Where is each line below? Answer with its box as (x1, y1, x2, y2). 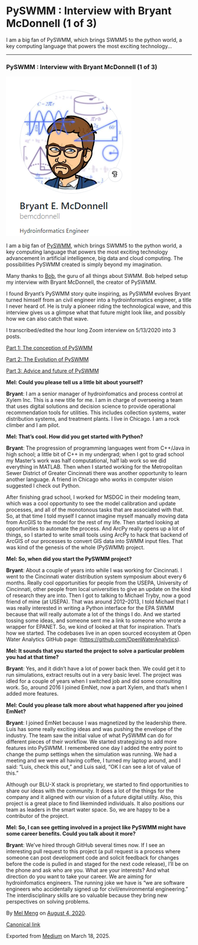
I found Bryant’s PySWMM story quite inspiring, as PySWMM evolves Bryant (6, 290, 191, 297)
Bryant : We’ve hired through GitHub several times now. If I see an (6, 842, 165, 849)
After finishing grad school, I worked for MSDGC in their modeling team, (6, 493, 181, 501)
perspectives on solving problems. (6, 898, 90, 905)
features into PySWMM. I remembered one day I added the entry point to (6, 745, 183, 752)
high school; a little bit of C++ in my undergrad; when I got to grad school (6, 451, 184, 458)
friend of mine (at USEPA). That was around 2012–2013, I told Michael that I (6, 598, 189, 605)
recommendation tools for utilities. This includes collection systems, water (6, 409, 186, 416)
